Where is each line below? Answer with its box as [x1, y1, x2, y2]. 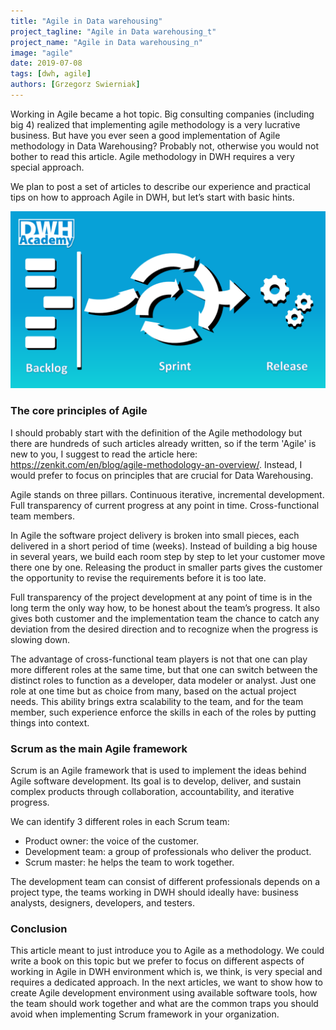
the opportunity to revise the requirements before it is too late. [10, 571, 267, 584]
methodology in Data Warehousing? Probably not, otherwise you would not [10, 140, 320, 152]
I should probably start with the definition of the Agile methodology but [10, 426, 303, 439]
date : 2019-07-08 [10, 58, 83, 69]
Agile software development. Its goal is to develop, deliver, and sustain [10, 775, 302, 787]
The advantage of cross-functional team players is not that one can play [10, 653, 308, 665]
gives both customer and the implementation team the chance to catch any [10, 612, 320, 624]
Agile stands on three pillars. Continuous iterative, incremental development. [10, 488, 325, 500]
